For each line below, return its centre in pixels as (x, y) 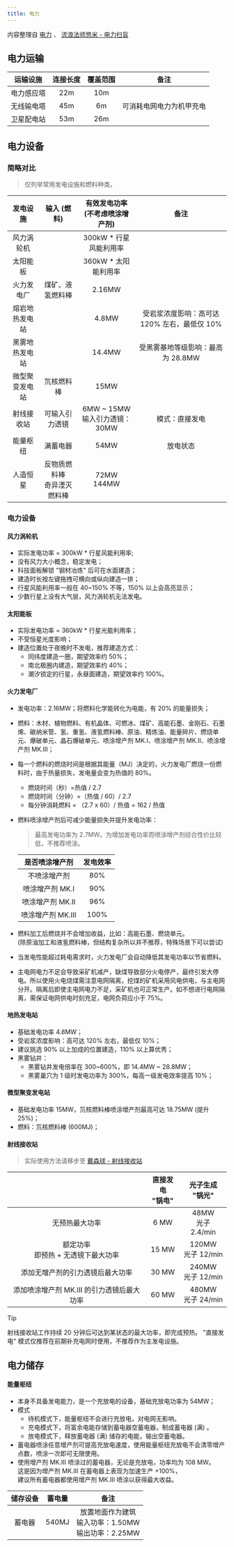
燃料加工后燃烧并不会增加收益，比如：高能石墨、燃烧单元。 (103, 933)
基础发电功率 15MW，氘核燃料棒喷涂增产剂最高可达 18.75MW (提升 (113, 1109)
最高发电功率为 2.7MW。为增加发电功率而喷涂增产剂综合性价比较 (128, 834)
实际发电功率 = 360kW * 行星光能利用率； (77, 631)
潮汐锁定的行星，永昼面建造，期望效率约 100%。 (98, 674)
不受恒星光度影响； (45, 639)
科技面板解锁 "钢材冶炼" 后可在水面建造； (77, 570)
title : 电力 (23, 14)
